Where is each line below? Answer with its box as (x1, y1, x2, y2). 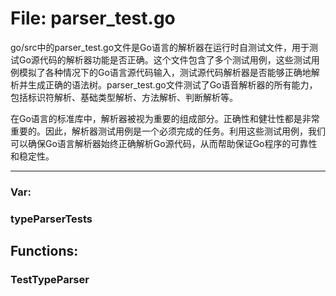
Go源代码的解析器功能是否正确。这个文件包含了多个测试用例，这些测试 (18, 53, 312, 66)
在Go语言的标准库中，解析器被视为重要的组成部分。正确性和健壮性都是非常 (10, 112, 320, 124)
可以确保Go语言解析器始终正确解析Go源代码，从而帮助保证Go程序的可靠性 (10, 137, 318, 149)
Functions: (10, 243, 79, 260)
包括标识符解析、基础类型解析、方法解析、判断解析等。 (10, 91, 238, 103)
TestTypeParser (10, 273, 90, 287)
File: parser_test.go (10, 7, 176, 30)
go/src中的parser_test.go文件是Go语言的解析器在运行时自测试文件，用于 (10, 41, 310, 53)
